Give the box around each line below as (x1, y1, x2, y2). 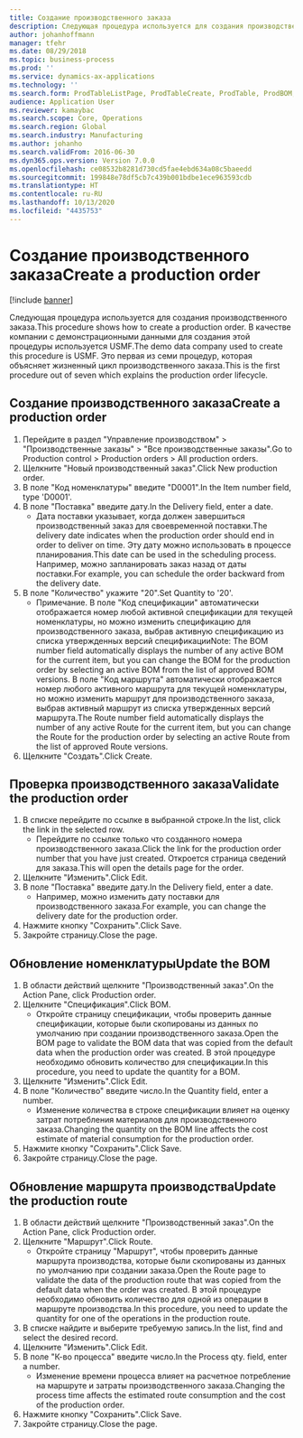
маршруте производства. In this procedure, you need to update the (35, 1303, 289, 1314)
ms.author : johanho (9, 139, 83, 148)
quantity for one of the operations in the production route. (35, 1312, 251, 1323)
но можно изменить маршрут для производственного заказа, (35, 693, 275, 704)
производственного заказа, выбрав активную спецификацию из (35, 625, 284, 637)
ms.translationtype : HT (9, 182, 99, 191)
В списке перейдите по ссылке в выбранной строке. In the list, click (22, 815, 281, 826)
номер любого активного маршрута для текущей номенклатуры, (35, 683, 288, 694)
